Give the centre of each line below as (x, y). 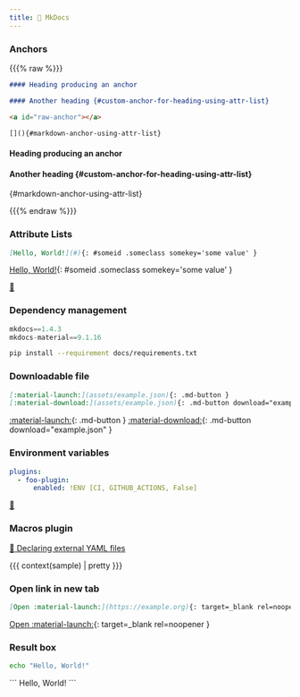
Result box (33, 647)
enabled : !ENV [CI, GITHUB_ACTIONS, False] (115, 489)
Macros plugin (41, 529)
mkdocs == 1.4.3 (36, 329)
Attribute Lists (41, 234)
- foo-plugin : (43, 480)
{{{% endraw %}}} (43, 211)
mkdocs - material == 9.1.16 (55, 337)
